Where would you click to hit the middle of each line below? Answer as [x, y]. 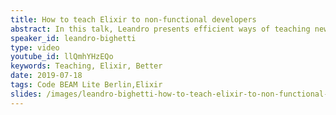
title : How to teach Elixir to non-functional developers [133, 19]
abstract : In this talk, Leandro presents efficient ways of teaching [160, 29]
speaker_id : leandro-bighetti [73, 38]
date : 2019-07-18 [46, 76]
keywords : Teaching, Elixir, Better [86, 66]
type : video [35, 47]
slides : [26, 94]
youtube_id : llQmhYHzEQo [62, 57]
